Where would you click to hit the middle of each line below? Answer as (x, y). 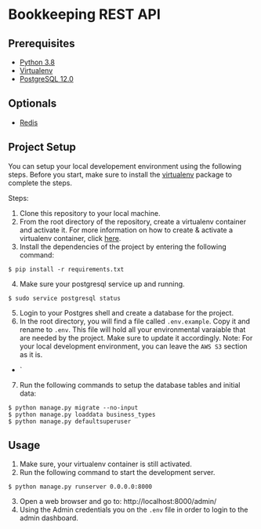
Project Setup (42, 147)
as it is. (31, 354)
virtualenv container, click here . (70, 238)
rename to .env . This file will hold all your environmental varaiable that (132, 329)
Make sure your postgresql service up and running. (102, 283)
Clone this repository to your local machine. (90, 213)
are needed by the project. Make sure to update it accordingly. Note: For (136, 337)
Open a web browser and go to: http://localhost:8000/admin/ (118, 502)
